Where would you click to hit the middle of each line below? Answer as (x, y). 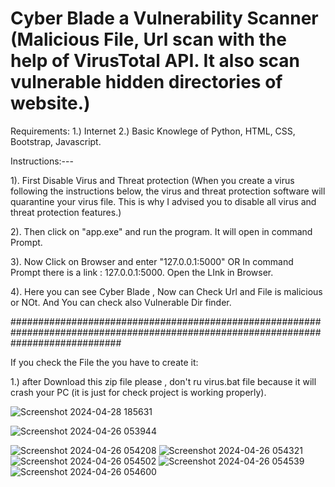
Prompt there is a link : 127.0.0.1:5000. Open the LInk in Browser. (142, 272)
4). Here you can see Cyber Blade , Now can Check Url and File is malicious (166, 291)
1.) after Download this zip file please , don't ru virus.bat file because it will (163, 381)
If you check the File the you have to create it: (104, 362)
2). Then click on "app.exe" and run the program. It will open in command (161, 231)
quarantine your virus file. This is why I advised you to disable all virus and (163, 201)
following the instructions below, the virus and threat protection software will (168, 191)
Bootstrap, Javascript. (56, 141)
